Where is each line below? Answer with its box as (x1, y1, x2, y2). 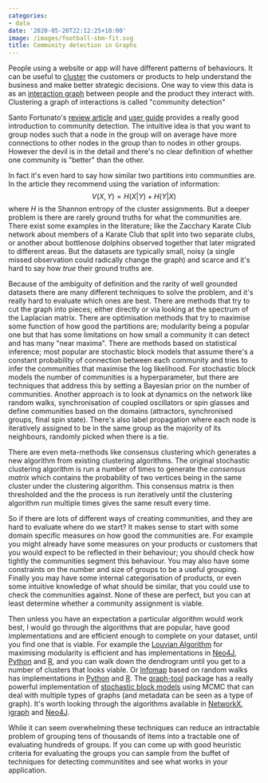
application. (8, 765, 47, 775)
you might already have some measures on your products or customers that (8, 539, 258, 549)
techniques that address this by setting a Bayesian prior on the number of (8, 381, 250, 391)
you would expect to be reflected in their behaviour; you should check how (8, 548, 254, 558)
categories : (8, 11, 48, 20)
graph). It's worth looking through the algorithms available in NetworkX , (8, 699, 243, 709)
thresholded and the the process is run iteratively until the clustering (8, 490, 233, 499)
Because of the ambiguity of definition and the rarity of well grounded (8, 279, 238, 288)
